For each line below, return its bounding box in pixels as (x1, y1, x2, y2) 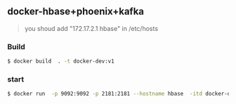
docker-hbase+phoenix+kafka (7, 6, 145, 18)
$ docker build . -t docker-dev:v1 (7, 58, 114, 65)
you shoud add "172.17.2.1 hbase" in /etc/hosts (24, 24, 159, 32)
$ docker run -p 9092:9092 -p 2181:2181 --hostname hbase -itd (7, 91, 202, 98)
